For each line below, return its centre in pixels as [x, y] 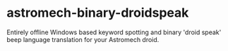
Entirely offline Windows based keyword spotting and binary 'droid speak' [114, 32]
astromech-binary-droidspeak [98, 13]
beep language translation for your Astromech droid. [83, 39]
